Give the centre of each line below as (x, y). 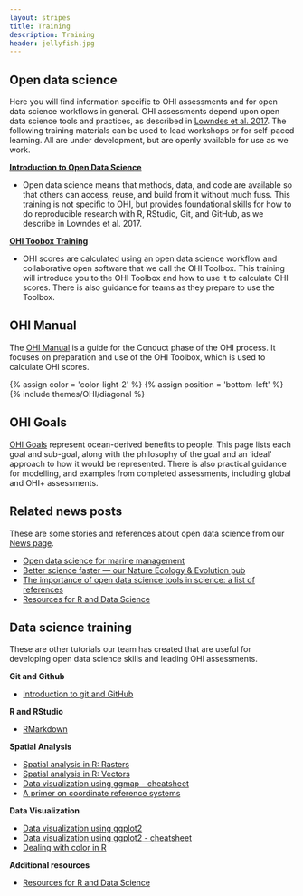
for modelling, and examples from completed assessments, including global (150, 473)
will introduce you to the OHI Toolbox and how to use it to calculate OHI (156, 278)
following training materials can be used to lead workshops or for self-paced (152, 131)
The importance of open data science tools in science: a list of (139, 579)
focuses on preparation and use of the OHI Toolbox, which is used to (137, 357)
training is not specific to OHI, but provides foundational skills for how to (157, 204)
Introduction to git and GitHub (78, 694)
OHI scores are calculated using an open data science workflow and (150, 258)
